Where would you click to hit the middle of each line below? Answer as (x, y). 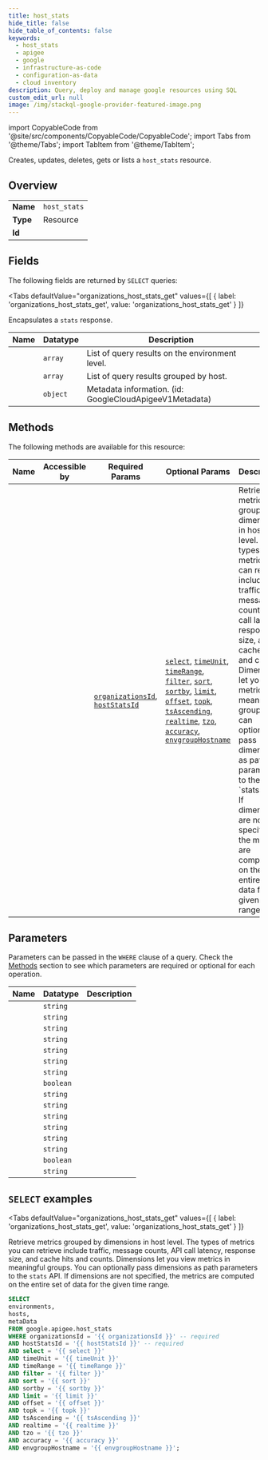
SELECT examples (51, 1199)
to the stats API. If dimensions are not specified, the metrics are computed (131, 1276)
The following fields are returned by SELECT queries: (93, 280)
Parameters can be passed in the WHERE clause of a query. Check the (121, 957)
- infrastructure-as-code (59, 68)
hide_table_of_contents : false (60, 30)
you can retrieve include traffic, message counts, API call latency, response (132, 1251)
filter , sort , (189, 680)
